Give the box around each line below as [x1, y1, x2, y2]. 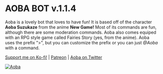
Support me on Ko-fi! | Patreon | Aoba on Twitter [5, 54, 103, 60]
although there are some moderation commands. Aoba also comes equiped [5, 29, 157, 35]
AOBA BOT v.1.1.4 [5, 3, 76, 14]
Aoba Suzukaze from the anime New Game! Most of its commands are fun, [5, 24, 157, 30]
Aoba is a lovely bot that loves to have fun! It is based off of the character [5, 19, 152, 25]
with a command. [5, 45, 40, 51]
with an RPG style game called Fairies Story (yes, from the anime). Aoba [5, 35, 150, 40]
